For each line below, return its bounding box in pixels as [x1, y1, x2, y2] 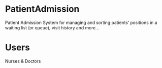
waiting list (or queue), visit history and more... [5, 24, 99, 30]
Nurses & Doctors [5, 58, 41, 64]
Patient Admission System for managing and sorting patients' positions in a [5, 20, 158, 25]
